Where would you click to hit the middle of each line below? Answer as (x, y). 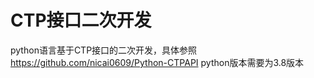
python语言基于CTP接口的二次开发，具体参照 (104, 50)
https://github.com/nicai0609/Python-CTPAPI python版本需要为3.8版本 (157, 62)
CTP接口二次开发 (81, 20)
